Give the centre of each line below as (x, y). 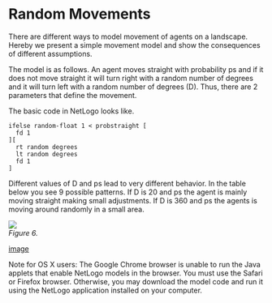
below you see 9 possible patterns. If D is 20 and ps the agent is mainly (128, 192)
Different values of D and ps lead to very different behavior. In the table (127, 183)
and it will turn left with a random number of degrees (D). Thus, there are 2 (133, 87)
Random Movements (80, 14)
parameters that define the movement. (73, 95)
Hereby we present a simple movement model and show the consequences (135, 45)
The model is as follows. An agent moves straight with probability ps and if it (136, 69)
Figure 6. (23, 233)
